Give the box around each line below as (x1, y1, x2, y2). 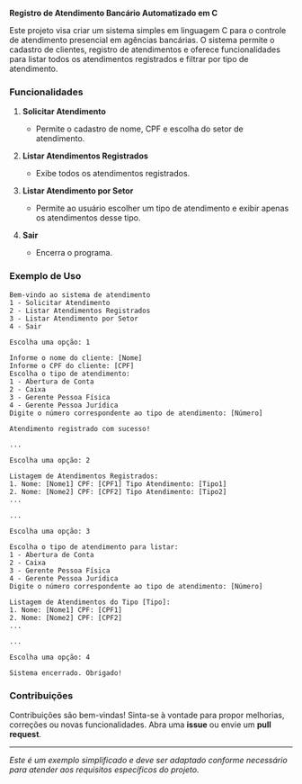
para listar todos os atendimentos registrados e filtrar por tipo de (9, 54, 249, 64)
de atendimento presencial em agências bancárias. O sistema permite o (9, 35, 275, 45)
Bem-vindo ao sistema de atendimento (9, 290, 151, 300)
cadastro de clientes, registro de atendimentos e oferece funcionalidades (9, 44, 281, 55)
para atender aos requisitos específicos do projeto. (9, 764, 200, 775)
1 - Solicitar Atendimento (9, 298, 111, 307)
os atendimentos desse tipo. (35, 212, 141, 223)
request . (9, 728, 42, 739)
